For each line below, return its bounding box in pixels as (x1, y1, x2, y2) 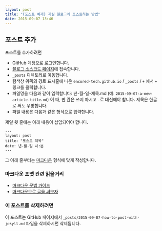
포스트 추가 (5, 35, 37, 44)
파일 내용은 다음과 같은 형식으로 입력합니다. (12, 109, 95, 115)
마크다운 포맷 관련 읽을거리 (5, 171, 64, 178)
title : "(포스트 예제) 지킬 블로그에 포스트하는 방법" (5, 12, 101, 17)
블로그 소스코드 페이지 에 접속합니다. (12, 66, 81, 72)
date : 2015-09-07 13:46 (5, 16, 54, 21)
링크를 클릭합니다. (12, 84, 46, 91)
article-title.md (12, 97, 48, 103)
